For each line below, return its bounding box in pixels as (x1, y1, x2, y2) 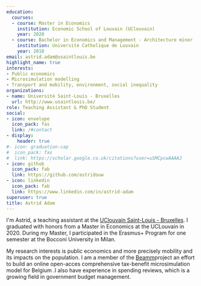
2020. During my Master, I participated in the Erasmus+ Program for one (6, 229, 186, 236)
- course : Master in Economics (11, 20, 91, 26)
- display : (6, 132, 34, 139)
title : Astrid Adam (6, 200, 56, 206)
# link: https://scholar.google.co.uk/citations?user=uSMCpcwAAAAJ (6, 155, 182, 161)
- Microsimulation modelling (6, 76, 80, 82)
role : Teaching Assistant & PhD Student (6, 104, 110, 111)
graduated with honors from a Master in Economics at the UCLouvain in (6, 223, 184, 230)
